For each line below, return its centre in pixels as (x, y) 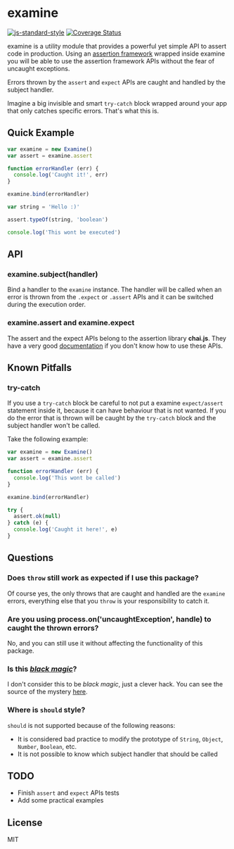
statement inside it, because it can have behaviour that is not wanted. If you (117, 410)
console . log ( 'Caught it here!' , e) (66, 529)
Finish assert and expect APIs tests (68, 793)
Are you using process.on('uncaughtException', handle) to (110, 619)
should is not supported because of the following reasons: (91, 725)
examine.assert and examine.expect (71, 323)
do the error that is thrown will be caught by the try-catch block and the (112, 418)
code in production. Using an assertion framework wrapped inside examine (116, 54)
